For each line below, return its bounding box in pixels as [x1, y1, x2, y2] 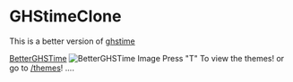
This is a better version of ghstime [9, 36, 136, 46]
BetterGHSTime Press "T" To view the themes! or [9, 53, 285, 63]
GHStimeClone [9, 6, 122, 27]
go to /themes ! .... [9, 62, 74, 73]
